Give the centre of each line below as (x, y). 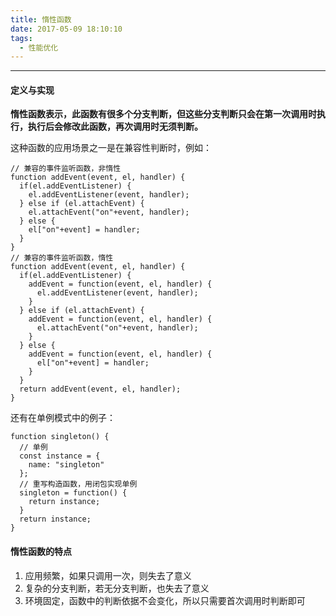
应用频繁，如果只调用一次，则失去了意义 (108, 575)
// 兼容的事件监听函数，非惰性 (66, 169)
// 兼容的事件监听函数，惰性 (62, 258)
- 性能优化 (39, 47)
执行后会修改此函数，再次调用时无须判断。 (115, 127)
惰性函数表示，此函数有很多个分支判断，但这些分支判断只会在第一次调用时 (163, 114)
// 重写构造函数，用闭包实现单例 (78, 484)
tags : (21, 38)
